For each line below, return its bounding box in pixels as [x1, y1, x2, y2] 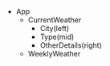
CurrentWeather [27, 15, 82, 25]
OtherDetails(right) [39, 41, 103, 50]
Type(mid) [39, 32, 75, 41]
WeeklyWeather [27, 49, 81, 58]
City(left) [39, 24, 70, 33]
